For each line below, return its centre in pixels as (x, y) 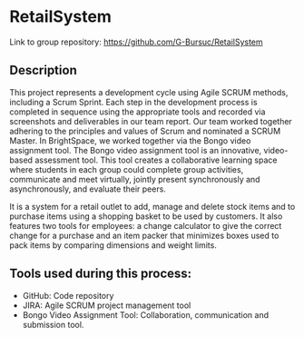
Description (43, 70)
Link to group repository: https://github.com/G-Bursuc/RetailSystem (136, 42)
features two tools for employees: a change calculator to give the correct (146, 225)
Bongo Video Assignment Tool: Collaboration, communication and (146, 314)
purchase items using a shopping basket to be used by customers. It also (146, 216)
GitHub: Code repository (68, 295)
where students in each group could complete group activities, (127, 169)
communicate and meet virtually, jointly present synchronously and (135, 179)
